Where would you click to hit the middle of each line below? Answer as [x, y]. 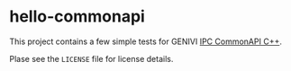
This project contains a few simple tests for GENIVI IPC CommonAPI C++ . [145, 41]
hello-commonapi [77, 17]
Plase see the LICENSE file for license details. [91, 58]
